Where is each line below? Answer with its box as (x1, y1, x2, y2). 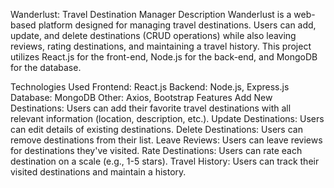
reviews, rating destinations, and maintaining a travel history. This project (10, 40, 312, 52)
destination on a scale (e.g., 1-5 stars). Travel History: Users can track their (10, 155, 320, 167)
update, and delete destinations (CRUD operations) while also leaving (10, 30, 297, 41)
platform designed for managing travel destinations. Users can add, (38, 19, 317, 31)
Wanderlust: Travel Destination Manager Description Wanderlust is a (10, 9, 292, 20)
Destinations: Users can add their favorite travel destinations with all (10, 102, 292, 114)
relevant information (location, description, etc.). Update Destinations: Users (10, 113, 325, 124)
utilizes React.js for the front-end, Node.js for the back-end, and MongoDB (10, 51, 318, 63)
